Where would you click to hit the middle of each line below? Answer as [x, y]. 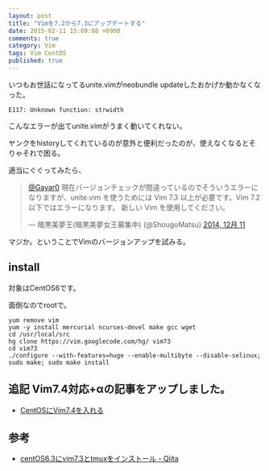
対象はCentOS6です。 [44, 287]
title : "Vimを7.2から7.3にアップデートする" [77, 23]
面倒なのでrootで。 [39, 305]
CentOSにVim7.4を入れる [62, 410]
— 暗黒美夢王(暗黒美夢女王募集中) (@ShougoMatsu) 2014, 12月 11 [137, 224]
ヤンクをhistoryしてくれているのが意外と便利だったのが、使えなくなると [129, 143]
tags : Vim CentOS [37, 53]
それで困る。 [43, 153]
